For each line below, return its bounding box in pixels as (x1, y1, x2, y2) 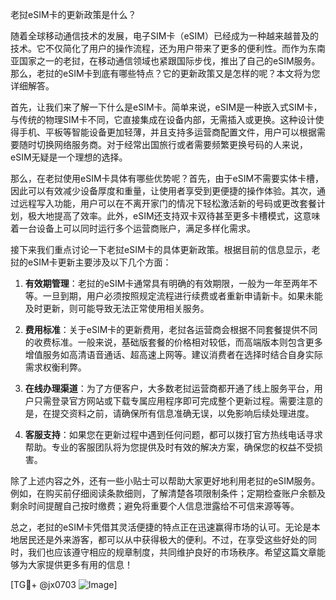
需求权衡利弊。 (24, 361, 87, 373)
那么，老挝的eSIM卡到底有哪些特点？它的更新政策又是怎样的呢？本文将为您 (10, 68, 321, 79)
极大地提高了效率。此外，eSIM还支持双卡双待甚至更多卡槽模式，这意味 (27, 210, 321, 222)
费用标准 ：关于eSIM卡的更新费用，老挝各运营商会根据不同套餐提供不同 (24, 324, 318, 335)
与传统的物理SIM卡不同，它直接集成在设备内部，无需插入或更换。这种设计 (10, 114, 316, 125)
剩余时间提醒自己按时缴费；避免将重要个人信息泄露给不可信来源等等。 (10, 500, 300, 512)
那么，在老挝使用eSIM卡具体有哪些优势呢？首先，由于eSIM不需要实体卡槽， (10, 173, 325, 184)
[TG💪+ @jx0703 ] (10, 579, 118, 590)
